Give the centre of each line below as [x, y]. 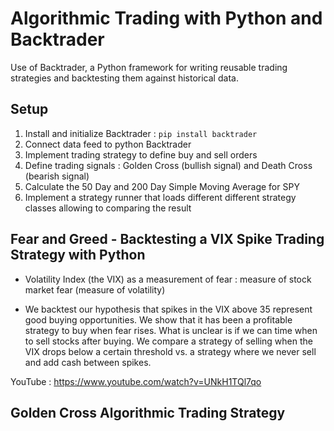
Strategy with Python [78, 255]
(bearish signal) [57, 176]
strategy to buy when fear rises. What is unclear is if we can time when [171, 330]
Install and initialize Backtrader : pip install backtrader [141, 133]
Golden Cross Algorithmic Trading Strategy [148, 412]
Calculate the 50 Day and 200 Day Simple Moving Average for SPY [162, 186]
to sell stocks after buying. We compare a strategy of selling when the [168, 341]
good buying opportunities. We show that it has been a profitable [158, 319]
